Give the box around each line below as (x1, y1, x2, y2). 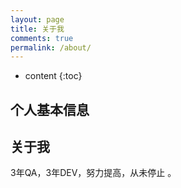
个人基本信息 (10, 101, 90, 118)
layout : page (10, 14, 65, 25)
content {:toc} (24, 70, 83, 82)
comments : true (10, 33, 74, 43)
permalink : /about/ (10, 42, 92, 53)
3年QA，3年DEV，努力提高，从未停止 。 (10, 167, 177, 179)
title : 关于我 (10, 24, 65, 34)
